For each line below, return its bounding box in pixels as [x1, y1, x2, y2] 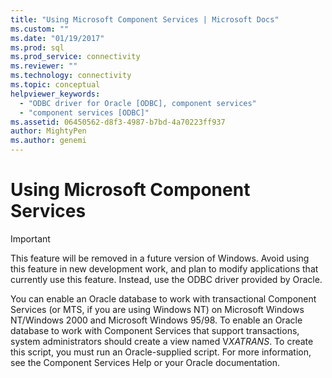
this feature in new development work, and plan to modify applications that [10, 262, 319, 275]
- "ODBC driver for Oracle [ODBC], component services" [19, 98, 257, 108]
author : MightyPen [10, 126, 87, 136]
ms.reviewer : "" [10, 61, 78, 71]
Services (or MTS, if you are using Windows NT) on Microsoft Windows [10, 303, 305, 315]
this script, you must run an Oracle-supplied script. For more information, [10, 346, 312, 358]
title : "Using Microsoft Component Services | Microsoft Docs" [10, 14, 280, 25]
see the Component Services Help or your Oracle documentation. [10, 356, 281, 368]
